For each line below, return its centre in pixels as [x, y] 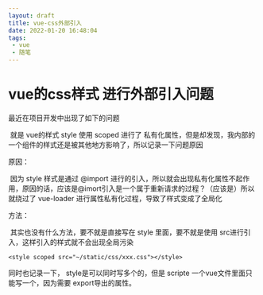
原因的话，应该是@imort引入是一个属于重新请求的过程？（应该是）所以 [138, 188]
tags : [17, 38]
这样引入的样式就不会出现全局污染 [77, 242]
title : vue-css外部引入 [45, 23]
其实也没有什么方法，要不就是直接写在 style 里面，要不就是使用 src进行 [127, 232]
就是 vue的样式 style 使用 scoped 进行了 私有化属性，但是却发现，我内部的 [133, 134]
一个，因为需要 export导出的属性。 [79, 282]
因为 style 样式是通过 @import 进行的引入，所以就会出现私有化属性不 [123, 178]
